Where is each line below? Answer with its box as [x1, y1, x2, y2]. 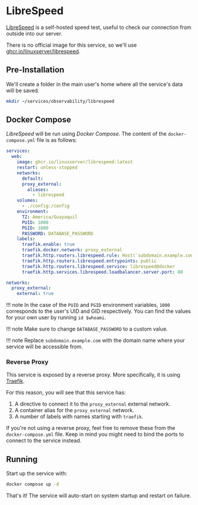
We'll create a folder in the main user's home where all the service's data [6, 80, 183, 88]
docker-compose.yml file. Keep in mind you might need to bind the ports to [6, 430, 184, 438]
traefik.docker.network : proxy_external [21, 247, 123, 253]
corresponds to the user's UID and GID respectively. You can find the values [6, 307, 192, 315]
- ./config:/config [21, 203, 70, 209]
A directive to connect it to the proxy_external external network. [14, 400, 171, 407]
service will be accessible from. [6, 343, 83, 350]
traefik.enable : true [21, 241, 75, 248]
